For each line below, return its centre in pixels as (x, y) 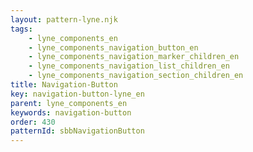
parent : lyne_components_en (69, 103)
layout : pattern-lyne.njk (64, 19)
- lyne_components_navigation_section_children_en (136, 76)
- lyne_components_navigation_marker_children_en (134, 57)
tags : (21, 29)
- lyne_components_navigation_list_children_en (129, 66)
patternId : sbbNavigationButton (77, 131)
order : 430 (33, 122)
